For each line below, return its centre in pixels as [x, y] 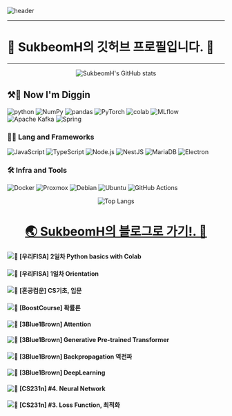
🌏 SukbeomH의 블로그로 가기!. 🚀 [116, 231]
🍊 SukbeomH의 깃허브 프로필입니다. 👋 [111, 47]
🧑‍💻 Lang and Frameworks [51, 137]
